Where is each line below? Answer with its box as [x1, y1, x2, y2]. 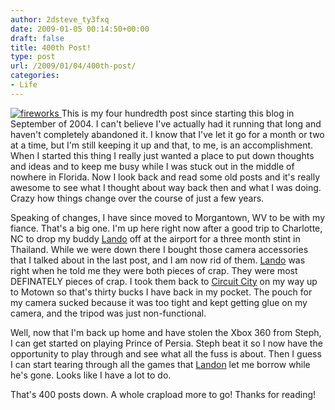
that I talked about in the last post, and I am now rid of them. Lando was [10, 254, 306, 266]
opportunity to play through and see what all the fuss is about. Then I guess [10, 347, 322, 360]
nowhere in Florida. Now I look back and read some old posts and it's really [10, 171, 321, 183]
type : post [10, 52, 56, 62]
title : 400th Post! [10, 42, 92, 53]
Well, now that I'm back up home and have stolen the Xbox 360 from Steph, [10, 326, 322, 338]
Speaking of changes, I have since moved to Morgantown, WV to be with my [10, 211, 326, 223]
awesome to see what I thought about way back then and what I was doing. [10, 181, 322, 193]
